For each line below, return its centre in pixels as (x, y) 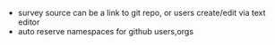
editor (29, 22)
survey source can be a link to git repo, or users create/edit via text (142, 13)
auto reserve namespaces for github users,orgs (106, 31)
